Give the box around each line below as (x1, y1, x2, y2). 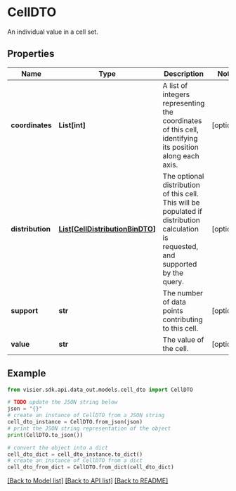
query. (162, 276, 185, 286)
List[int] (58, 120, 86, 130)
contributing (162, 314, 203, 324)
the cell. (162, 343, 189, 353)
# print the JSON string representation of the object (7, 425, 171, 432)
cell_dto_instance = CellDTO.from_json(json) (7, 419, 143, 426)
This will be (162, 198, 200, 208)
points (162, 305, 184, 315)
